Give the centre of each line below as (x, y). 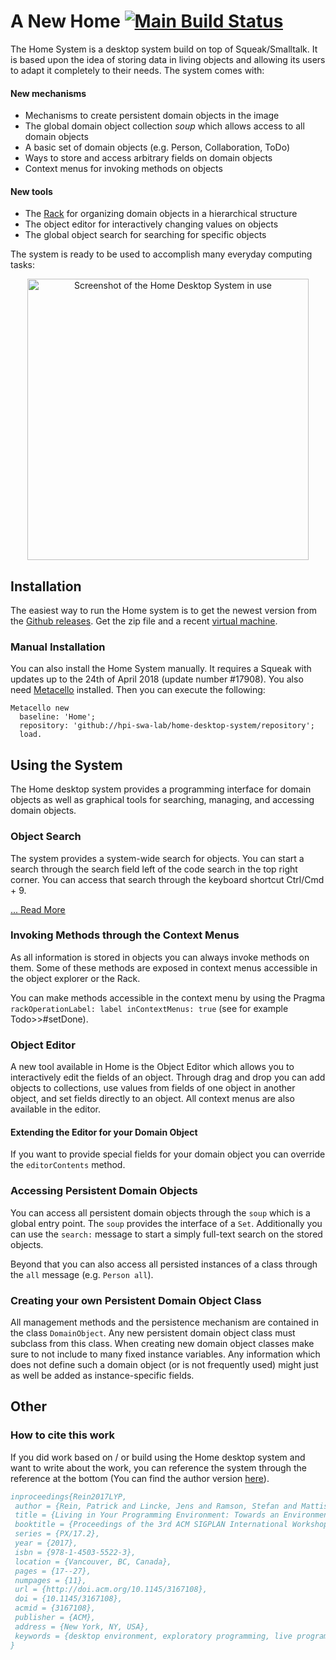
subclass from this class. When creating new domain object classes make (162, 1343)
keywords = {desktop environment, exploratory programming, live (153, 1636)
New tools (31, 191)
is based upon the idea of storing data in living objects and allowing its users (168, 59)
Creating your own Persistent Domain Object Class (136, 1300)
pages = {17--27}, (53, 1571)
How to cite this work (62, 1435)
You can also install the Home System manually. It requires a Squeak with (161, 669)
